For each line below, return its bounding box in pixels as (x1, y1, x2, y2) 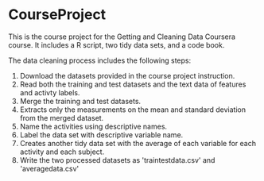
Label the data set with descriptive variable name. (19, 129, 184, 140)
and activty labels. (19, 87, 80, 97)
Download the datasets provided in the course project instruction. (19, 71, 235, 80)
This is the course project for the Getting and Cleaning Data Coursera (8, 32, 236, 41)
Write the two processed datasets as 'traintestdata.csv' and (19, 155, 215, 164)
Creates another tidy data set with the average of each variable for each (19, 138, 257, 148)
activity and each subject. (19, 147, 105, 156)
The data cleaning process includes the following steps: (8, 56, 192, 65)
